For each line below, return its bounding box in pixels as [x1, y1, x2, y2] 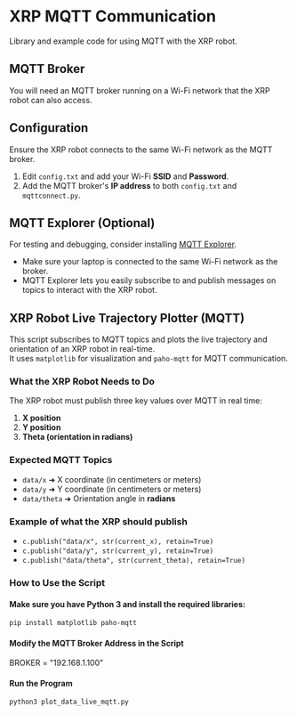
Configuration [9, 120, 89, 135]
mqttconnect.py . [21, 190, 82, 200]
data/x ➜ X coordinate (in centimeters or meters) [21, 474, 202, 484]
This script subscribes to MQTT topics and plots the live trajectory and [9, 334, 268, 345]
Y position [21, 422, 61, 433]
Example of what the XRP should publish [9, 515, 189, 527]
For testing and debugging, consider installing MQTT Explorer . [9, 239, 237, 250]
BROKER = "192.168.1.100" [9, 657, 104, 669]
